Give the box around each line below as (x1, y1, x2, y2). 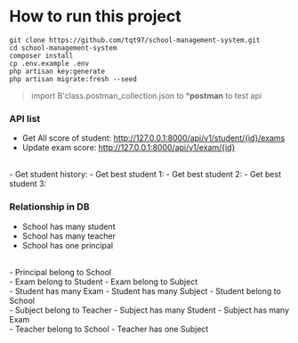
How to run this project (9, 6, 182, 27)
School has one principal (21, 240, 114, 250)
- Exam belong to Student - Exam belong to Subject (9, 276, 198, 287)
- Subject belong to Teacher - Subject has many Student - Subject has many (9, 305, 290, 315)
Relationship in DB (9, 200, 90, 213)
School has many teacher (21, 230, 116, 241)
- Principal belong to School (9, 266, 112, 277)
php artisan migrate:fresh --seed (9, 74, 138, 84)
